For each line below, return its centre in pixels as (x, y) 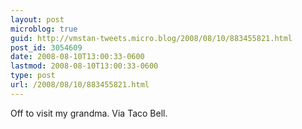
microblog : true (44, 29)
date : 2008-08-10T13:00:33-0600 (77, 57)
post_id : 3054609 (46, 47)
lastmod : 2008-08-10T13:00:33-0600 (84, 66)
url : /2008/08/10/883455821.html (80, 85)
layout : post (37, 19)
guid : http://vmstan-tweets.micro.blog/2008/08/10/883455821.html (151, 38)
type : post (33, 76)
